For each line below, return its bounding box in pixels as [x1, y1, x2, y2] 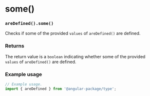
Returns [5, 43, 24, 49]
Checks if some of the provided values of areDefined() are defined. [5, 31, 141, 36]
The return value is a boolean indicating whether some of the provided [5, 53, 146, 59]
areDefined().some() [5, 21, 54, 26]
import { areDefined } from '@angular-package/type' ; [5, 86, 117, 91]
